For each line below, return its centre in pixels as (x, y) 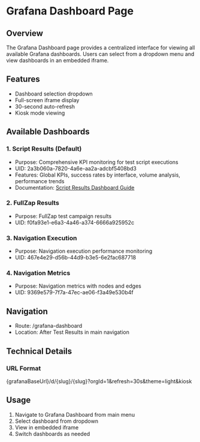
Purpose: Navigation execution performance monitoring (84, 251)
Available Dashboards (48, 132)
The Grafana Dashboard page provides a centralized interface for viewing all (101, 47)
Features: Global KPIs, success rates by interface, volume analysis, (98, 175)
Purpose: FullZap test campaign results (63, 216)
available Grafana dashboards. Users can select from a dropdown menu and (100, 54)
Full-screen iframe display (47, 100)
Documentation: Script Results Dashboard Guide (75, 187)
